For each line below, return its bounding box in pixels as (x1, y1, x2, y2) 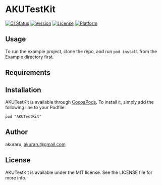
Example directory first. (5, 54, 54, 60)
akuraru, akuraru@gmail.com (5, 141, 66, 147)
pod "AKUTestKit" (5, 114, 42, 119)
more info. (5, 174, 27, 180)
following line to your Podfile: (5, 104, 66, 110)
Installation (5, 85, 41, 94)
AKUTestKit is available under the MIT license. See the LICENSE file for (5, 169, 153, 175)
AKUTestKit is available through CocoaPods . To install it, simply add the (5, 99, 154, 105)
